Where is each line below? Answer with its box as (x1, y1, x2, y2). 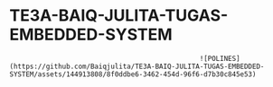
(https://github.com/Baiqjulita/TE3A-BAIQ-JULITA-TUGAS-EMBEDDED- (9, 62, 265, 71)
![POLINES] (199, 54, 241, 63)
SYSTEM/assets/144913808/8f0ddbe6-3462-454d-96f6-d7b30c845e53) (9, 69, 257, 79)
